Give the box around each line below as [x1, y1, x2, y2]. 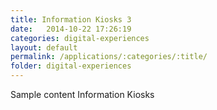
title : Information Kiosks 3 [10, 14, 132, 25]
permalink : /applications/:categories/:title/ [10, 52, 208, 62]
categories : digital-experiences [10, 33, 150, 43]
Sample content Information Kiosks [10, 89, 155, 100]
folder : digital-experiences [10, 61, 132, 71]
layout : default [10, 42, 78, 53]
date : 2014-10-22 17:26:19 [10, 24, 132, 34]
